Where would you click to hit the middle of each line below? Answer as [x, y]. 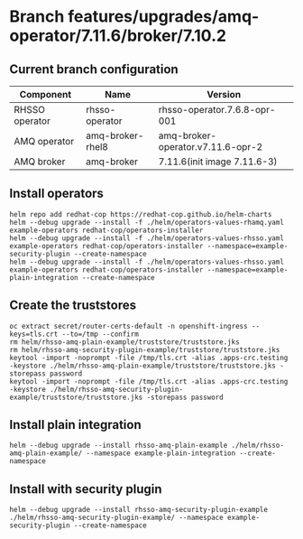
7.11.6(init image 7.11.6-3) [218, 162]
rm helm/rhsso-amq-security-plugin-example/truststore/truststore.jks [145, 349]
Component [46, 94]
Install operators [56, 194]
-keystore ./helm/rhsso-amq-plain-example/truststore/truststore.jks [143, 366]
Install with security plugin [86, 489]
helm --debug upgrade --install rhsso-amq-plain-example [119, 446]
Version [224, 94]
